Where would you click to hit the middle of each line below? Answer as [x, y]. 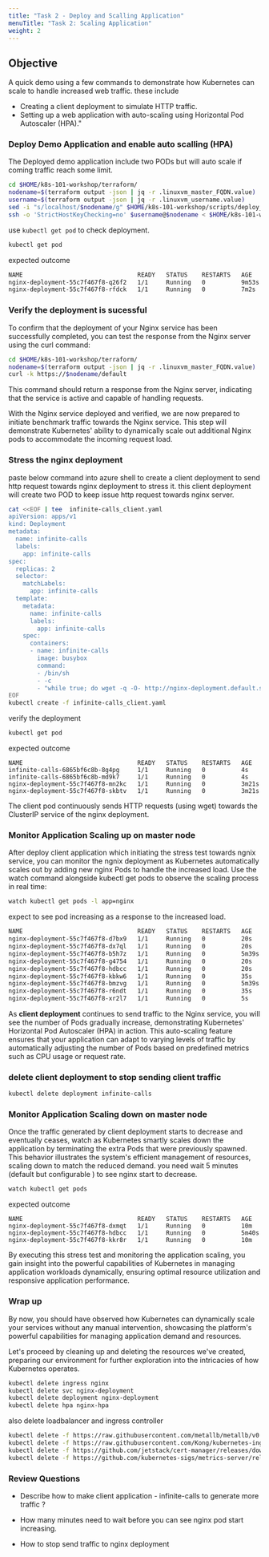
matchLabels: [44, 584]
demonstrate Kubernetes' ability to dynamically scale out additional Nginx [130, 431]
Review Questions [44, 1478]
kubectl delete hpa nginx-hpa [59, 1405]
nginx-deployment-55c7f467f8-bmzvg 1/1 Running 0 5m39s [134, 984]
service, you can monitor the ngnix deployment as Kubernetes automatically [134, 861]
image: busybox [62, 658]
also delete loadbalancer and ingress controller [86, 1421]
